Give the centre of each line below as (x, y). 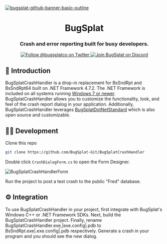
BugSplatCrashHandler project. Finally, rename (54, 220)
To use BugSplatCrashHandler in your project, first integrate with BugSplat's (84, 209)
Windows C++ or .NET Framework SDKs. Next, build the (63, 215)
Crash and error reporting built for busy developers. (84, 44)
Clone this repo (21, 143)
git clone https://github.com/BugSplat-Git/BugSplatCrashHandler (75, 152)
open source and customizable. (38, 115)
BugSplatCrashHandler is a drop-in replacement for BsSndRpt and (73, 83)
